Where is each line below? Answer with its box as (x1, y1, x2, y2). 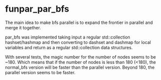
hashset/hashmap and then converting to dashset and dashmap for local (5, 39, 151, 45)
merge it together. (5, 24, 41, 30)
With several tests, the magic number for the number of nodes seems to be (5, 54, 156, 60)
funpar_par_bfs (5, 3, 69, 15)
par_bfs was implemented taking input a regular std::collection (5, 34, 130, 40)
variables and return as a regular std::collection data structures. (5, 44, 133, 50)
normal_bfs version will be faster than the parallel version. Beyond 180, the (5, 64, 155, 70)
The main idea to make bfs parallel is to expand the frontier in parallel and (5, 20, 153, 25)
